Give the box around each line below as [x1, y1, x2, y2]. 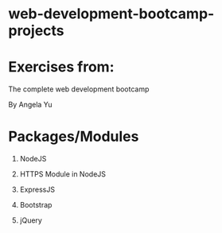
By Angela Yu [8, 100, 53, 110]
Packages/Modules [8, 128, 139, 146]
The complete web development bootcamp [8, 84, 150, 94]
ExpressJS [19, 184, 56, 195]
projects [8, 21, 65, 40]
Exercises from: [8, 58, 115, 76]
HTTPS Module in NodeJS [19, 169, 106, 179]
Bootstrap [19, 200, 53, 210]
